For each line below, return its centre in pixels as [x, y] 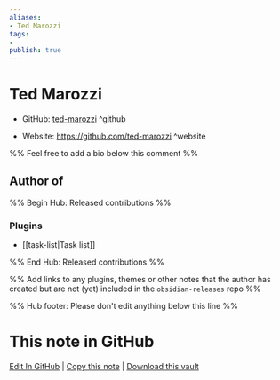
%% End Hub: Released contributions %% [87, 262]
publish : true [36, 51]
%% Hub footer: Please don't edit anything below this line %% [124, 306]
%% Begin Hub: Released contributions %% [90, 202]
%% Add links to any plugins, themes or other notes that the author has [140, 280]
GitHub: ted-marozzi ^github [74, 119]
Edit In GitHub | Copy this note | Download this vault [104, 367]
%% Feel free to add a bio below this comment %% [104, 154]
